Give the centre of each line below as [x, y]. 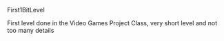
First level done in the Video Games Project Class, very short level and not [112, 23]
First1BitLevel [26, 10]
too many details [31, 30]
